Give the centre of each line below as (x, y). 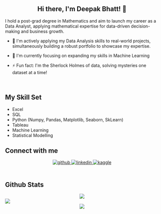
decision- (141, 26)
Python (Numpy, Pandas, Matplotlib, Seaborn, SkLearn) (68, 120)
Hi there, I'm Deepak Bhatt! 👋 (82, 9)
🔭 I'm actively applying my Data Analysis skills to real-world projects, (81, 41)
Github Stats (24, 185)
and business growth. (42, 31)
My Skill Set (23, 97)
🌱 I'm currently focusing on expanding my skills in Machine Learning (81, 55)
